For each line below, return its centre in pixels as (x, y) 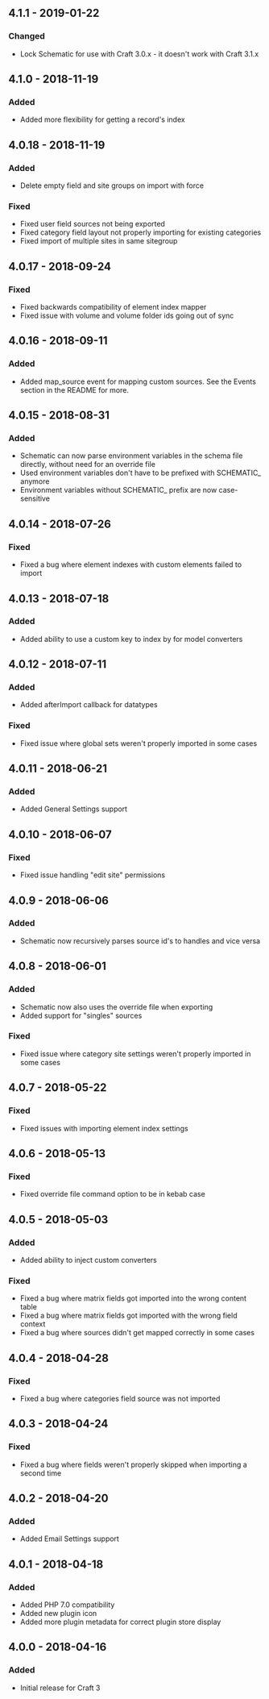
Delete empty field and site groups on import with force (112, 185)
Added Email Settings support (69, 1539)
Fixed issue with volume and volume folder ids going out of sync (127, 316)
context (33, 1324)
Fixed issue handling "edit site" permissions (93, 875)
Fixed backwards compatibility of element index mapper (113, 307)
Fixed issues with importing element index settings (104, 1128)
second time (41, 1473)
